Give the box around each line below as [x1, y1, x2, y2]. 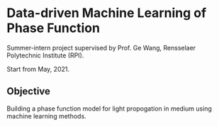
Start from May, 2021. [6, 65, 70, 73]
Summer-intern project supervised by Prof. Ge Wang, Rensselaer [6, 43, 196, 52]
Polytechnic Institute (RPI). [6, 51, 84, 60]
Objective [6, 85, 51, 97]
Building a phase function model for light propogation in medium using [6, 104, 212, 113]
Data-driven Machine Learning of [6, 5, 207, 21]
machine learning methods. [6, 111, 86, 120]
